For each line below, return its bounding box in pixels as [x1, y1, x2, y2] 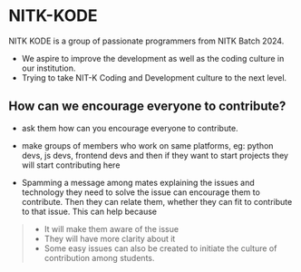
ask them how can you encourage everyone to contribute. [21, 122, 238, 133]
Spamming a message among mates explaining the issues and [21, 177, 255, 188]
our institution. [21, 63, 76, 73]
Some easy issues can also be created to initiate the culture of [44, 242, 277, 254]
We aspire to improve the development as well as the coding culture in [21, 53, 285, 63]
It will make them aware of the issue [44, 223, 179, 234]
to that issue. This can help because [21, 206, 158, 217]
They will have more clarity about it [44, 233, 176, 244]
